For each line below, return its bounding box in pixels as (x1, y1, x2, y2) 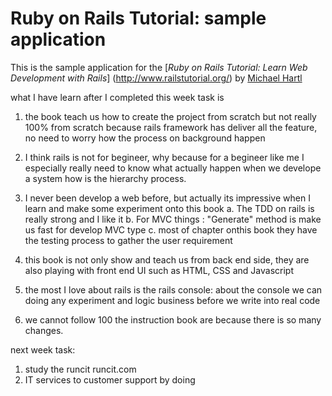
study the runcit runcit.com (24, 363, 137, 375)
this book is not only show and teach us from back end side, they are (24, 253, 310, 266)
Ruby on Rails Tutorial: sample (10, 7, 267, 30)
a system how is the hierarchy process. (24, 172, 187, 184)
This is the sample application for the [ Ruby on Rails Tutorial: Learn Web (10, 61, 308, 73)
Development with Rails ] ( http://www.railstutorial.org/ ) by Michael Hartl (10, 72, 303, 84)
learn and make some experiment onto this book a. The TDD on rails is (24, 202, 315, 214)
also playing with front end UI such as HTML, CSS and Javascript (24, 264, 295, 276)
